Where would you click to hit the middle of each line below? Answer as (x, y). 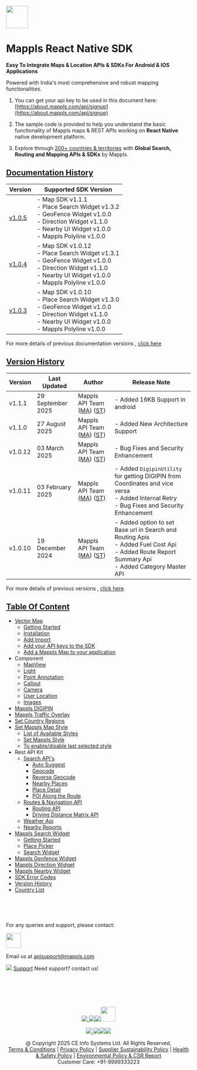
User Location (40, 696)
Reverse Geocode (54, 777)
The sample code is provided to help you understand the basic (90, 124)
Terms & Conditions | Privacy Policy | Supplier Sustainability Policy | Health (98, 1049)
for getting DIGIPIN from (148, 476)
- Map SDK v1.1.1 (62, 199)
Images (32, 702)
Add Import (37, 640)
